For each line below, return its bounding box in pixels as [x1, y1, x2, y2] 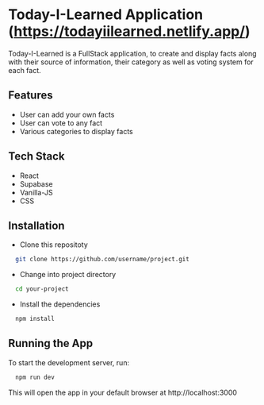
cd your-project [15, 285, 69, 293]
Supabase [19, 179, 53, 188]
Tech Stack [8, 149, 65, 164]
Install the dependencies [19, 299, 101, 309]
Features [8, 89, 53, 102]
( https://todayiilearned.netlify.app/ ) [8, 22, 251, 40]
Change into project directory [19, 270, 117, 280]
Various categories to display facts [19, 126, 133, 136]
